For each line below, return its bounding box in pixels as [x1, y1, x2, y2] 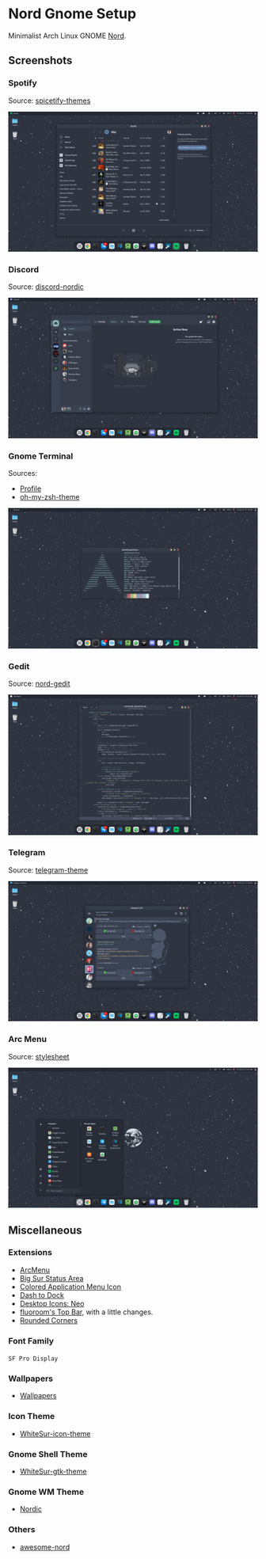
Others [8, 1524, 36, 1535]
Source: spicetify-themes [8, 96, 91, 105]
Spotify [8, 78, 37, 89]
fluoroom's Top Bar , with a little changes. [19, 1307, 154, 1317]
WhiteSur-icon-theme [19, 1428, 91, 1438]
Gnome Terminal [8, 451, 74, 462]
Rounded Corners [19, 1315, 78, 1325]
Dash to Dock [19, 1290, 65, 1299]
